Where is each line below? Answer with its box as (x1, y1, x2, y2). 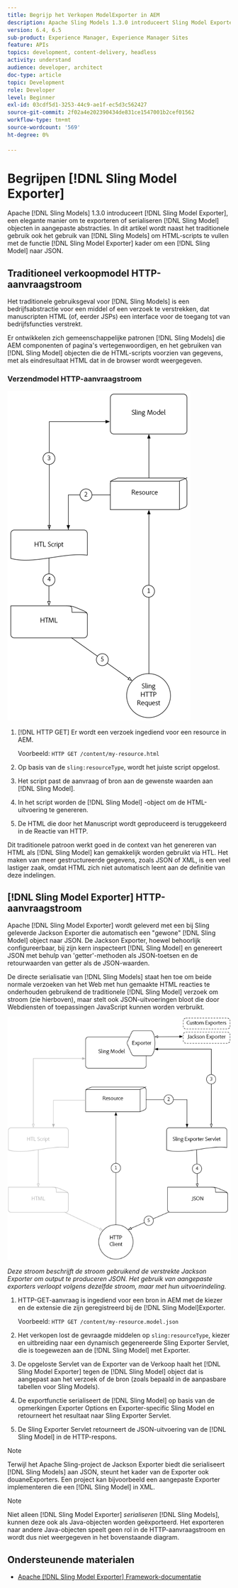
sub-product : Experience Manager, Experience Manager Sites (7, 34, 189, 41)
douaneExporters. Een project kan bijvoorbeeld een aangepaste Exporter (7, 1475, 221, 1484)
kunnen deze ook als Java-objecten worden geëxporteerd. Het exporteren (7, 1518, 225, 1527)
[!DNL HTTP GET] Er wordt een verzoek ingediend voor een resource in (17, 728, 227, 736)
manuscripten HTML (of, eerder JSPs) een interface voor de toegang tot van (7, 313, 230, 321)
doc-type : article (7, 71, 62, 78)
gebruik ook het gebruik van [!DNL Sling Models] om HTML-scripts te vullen (7, 232, 229, 240)
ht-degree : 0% (7, 131, 50, 139)
